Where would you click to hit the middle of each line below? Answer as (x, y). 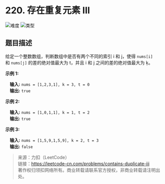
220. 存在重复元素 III (48, 10)
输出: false (21, 146)
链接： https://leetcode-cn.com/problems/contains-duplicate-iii (84, 164)
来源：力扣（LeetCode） (43, 157)
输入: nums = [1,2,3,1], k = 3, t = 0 (50, 84)
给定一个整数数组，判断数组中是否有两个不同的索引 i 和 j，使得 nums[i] (79, 56)
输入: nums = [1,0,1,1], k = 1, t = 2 (50, 112)
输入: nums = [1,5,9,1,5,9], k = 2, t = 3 (54, 140)
